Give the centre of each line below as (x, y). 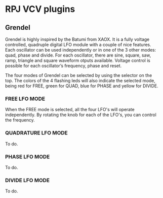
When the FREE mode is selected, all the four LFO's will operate (70, 110)
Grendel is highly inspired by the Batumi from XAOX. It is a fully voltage (77, 39)
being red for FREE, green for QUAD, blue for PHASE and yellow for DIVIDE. (82, 86)
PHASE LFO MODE (28, 156)
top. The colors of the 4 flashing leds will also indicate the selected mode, (80, 81)
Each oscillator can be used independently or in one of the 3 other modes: (81, 50)
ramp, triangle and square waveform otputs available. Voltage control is (78, 60)
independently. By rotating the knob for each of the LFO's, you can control (81, 115)
